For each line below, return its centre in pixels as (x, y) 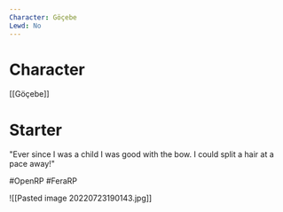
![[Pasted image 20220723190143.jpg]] (81, 198)
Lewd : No (25, 26)
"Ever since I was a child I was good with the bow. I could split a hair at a (142, 154)
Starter (35, 130)
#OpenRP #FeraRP (43, 181)
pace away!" (32, 164)
